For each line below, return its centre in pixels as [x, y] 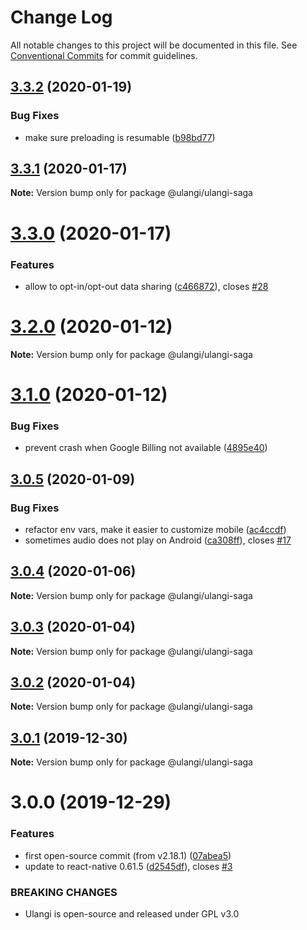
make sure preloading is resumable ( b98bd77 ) [120, 137]
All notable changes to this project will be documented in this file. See [154, 45]
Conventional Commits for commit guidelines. [104, 55]
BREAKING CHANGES [64, 892]
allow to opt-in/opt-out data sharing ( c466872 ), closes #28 [146, 286]
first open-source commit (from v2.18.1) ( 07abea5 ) [128, 855]
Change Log [61, 17]
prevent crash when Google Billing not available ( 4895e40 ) [146, 448]
